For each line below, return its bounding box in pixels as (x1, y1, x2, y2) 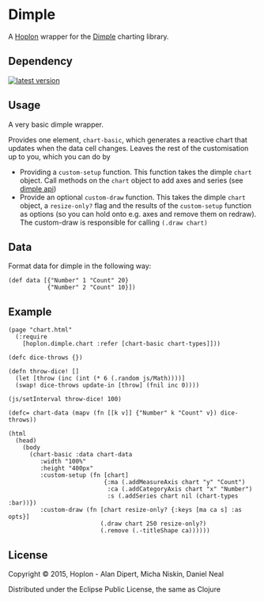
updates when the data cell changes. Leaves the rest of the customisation (8, 143, 249, 153)
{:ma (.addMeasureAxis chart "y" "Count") (104, 479, 246, 487)
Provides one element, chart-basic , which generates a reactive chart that (8, 134, 247, 144)
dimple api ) (19, 184, 57, 193)
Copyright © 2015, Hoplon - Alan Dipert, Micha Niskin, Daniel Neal (8, 570, 224, 578)
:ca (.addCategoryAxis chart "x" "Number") (107, 485, 253, 494)
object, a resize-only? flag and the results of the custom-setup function (19, 200, 251, 210)
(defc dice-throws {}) (8, 354, 83, 362)
